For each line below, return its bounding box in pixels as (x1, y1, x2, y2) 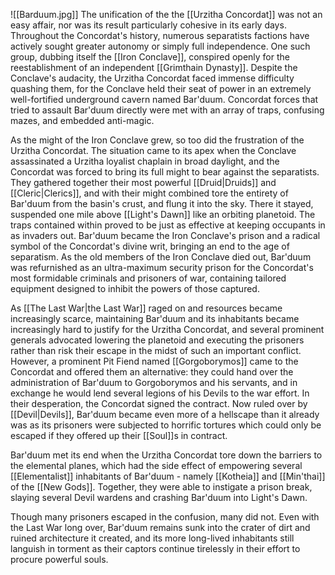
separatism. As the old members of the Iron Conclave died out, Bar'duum (10, 251, 312, 263)
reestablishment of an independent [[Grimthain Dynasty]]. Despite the (10, 62, 298, 73)
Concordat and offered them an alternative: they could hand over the (10, 366, 294, 378)
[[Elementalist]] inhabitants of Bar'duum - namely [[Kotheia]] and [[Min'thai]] (10, 470, 326, 482)
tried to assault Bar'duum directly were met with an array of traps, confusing (10, 104, 325, 116)
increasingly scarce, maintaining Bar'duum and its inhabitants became (10, 313, 300, 324)
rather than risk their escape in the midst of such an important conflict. (10, 345, 302, 356)
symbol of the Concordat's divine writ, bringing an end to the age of (10, 240, 290, 252)
